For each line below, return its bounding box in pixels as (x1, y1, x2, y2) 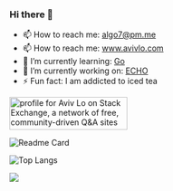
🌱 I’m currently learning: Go (22, 56, 125, 67)
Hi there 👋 (9, 8, 54, 21)
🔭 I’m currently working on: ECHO (22, 65, 149, 76)
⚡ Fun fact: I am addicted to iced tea (22, 76, 159, 87)
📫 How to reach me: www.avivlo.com (22, 43, 165, 53)
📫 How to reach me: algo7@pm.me (22, 29, 157, 40)
